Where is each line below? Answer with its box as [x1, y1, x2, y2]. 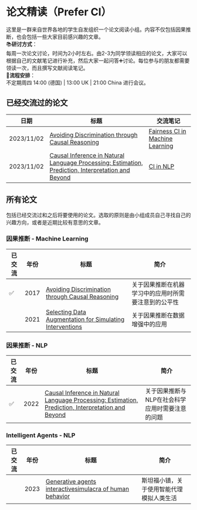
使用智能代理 [147, 485, 183, 494]
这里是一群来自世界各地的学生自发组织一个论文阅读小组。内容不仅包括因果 [6, 26, 186, 33]
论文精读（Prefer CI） [6, 5, 112, 19]
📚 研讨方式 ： [6, 40, 38, 48]
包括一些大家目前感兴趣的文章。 [26, 33, 104, 40]
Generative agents [45, 478, 97, 486]
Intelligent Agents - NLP [6, 431, 76, 440]
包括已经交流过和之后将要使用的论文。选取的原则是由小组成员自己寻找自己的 [6, 211, 191, 218]
